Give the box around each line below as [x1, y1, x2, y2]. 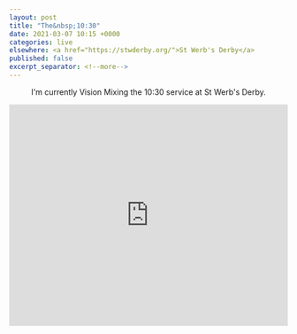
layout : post [9, 12, 57, 22]
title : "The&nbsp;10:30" [9, 21, 101, 30]
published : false [9, 54, 73, 63]
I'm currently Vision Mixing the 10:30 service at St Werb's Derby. [30, 86, 267, 97]
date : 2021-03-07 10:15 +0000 [9, 29, 121, 38]
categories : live [9, 37, 73, 47]
